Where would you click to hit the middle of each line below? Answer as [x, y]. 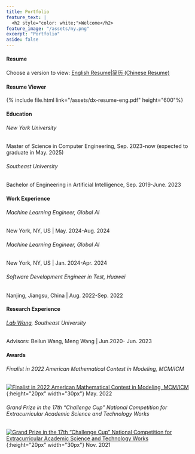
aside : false [22, 40]
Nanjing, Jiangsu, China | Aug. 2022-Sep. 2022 [65, 295]
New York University [31, 128]
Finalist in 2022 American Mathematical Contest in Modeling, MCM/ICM [95, 368]
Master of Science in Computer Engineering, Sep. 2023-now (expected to [97, 146]
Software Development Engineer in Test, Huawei [66, 277]
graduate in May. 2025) [35, 153]
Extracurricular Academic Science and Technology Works [78, 413]
